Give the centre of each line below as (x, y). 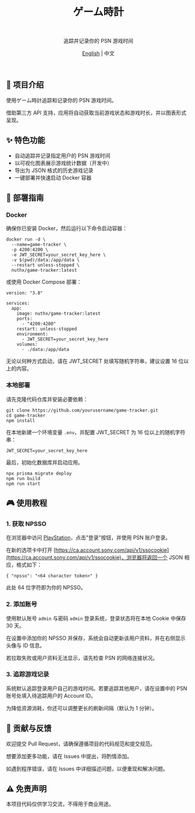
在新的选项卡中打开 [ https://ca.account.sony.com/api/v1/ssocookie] (88, 550)
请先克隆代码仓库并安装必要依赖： (47, 399)
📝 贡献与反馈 (29, 728)
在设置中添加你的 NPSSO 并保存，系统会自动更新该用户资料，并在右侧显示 (96, 638)
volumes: (27, 345)
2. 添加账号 (22, 604)
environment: (32, 334)
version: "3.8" (25, 293)
